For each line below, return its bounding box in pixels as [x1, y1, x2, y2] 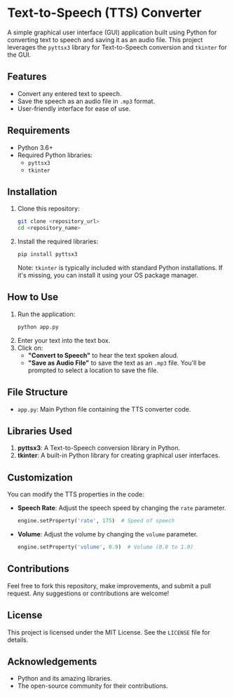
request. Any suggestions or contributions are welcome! [7, 589, 170, 597]
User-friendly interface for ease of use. [17, 104, 131, 113]
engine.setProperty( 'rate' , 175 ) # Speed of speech [17, 517, 175, 525]
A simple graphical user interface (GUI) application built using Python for [7, 28, 217, 36]
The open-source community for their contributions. [17, 682, 168, 690]
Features [7, 71, 47, 83]
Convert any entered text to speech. [17, 89, 122, 97]
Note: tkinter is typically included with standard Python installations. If [17, 264, 223, 271]
